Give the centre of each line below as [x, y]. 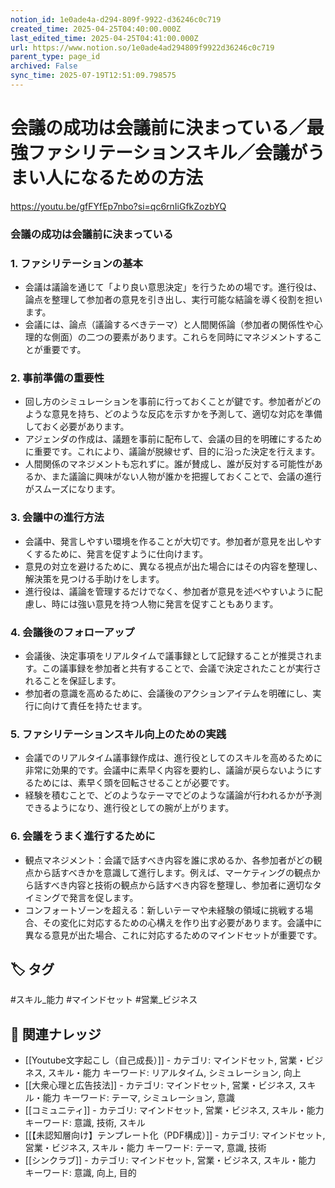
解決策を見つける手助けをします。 [94, 578]
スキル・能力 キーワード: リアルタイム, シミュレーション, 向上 [174, 1073]
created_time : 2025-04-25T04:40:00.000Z [96, 29]
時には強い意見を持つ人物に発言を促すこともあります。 [165, 603]
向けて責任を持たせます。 [95, 705]
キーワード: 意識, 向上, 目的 [80, 1173]
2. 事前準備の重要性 [57, 378]
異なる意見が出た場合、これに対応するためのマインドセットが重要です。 [173, 935]
